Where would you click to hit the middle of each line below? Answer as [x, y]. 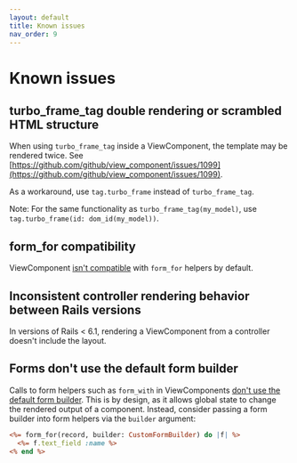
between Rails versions [75, 309]
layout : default [39, 17]
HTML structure [54, 124]
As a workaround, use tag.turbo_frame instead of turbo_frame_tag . [132, 191]
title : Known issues [48, 26]
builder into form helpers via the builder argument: [103, 418]
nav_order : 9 [33, 34]
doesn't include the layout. [58, 341]
